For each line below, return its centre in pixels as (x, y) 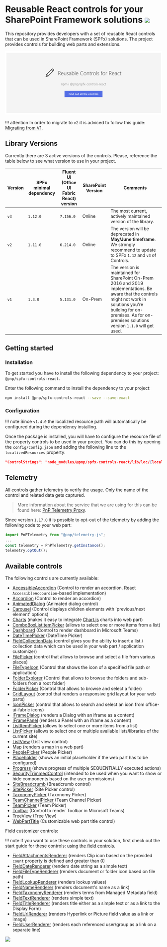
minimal (42, 188)
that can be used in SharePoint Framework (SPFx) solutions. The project (79, 39)
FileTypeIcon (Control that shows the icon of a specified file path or (81, 667)
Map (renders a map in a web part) (48, 747)
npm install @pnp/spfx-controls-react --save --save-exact (68, 398)
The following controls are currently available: (52, 578)
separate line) (26, 930)
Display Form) (27, 909)
